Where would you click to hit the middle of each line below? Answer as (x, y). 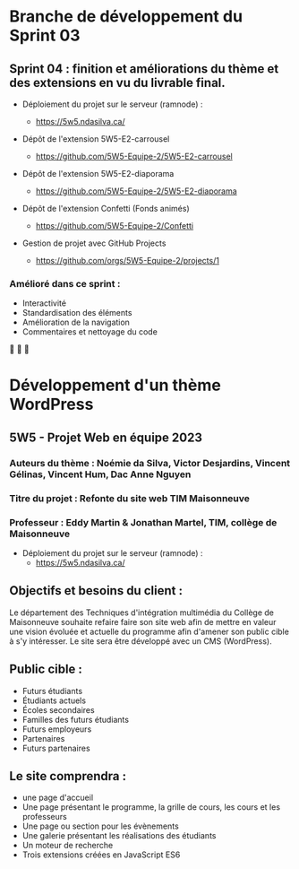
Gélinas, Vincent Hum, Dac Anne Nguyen (100, 474)
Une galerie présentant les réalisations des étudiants (119, 836)
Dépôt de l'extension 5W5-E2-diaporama (98, 174)
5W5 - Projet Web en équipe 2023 (106, 437)
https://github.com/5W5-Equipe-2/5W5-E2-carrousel (134, 156)
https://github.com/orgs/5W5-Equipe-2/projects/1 (127, 261)
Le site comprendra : (68, 776)
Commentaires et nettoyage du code (90, 332)
